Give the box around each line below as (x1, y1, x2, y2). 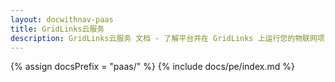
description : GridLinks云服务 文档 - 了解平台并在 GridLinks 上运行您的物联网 (10, 33, 318, 43)
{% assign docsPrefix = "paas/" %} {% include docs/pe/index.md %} (10, 61, 295, 73)
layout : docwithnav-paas (10, 14, 114, 25)
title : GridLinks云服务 (10, 24, 105, 34)
